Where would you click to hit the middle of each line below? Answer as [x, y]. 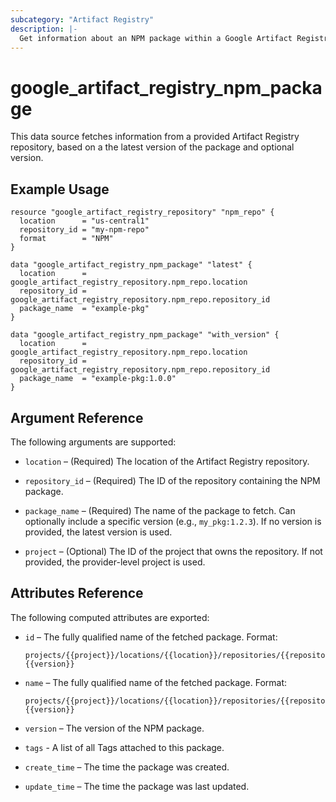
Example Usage [60, 189]
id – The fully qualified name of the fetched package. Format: [151, 637]
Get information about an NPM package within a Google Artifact [156, 38]
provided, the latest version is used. [98, 532]
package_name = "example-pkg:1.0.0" [98, 379]
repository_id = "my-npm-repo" [84, 230]
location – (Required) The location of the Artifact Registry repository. [167, 461]
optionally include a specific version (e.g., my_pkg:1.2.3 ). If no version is [173, 521]
